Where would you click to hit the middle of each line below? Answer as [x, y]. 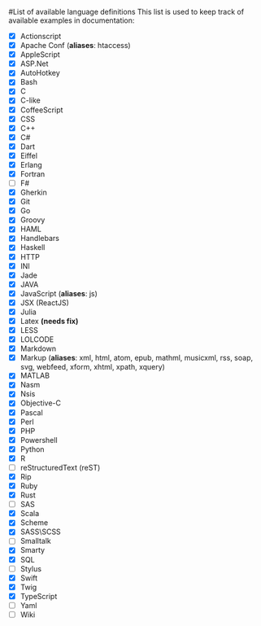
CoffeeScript [41, 110]
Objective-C [41, 403]
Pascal [31, 412]
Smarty [33, 550]
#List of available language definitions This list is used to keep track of [126, 12]
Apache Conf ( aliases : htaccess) [76, 46]
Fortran [33, 173]
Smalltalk [35, 541]
